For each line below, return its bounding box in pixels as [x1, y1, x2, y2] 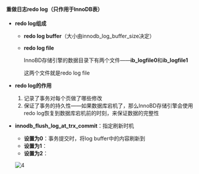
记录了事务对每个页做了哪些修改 [23, 95, 102, 102]
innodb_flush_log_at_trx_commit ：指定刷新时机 [14, 122, 134, 129]
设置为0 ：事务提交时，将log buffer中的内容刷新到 [23, 135, 146, 142]
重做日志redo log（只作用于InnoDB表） [6, 5, 103, 13]
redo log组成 [14, 20, 46, 27]
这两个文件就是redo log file [23, 69, 91, 77]
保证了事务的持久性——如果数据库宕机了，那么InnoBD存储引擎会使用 [23, 102, 194, 110]
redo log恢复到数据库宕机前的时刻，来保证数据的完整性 [23, 110, 160, 117]
